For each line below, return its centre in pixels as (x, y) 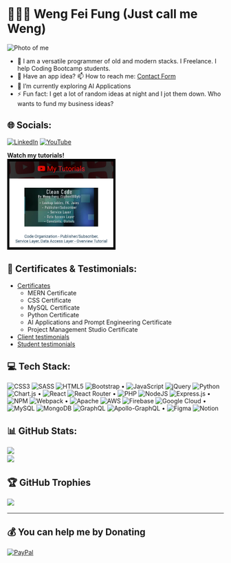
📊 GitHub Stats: (42, 431)
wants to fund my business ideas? (65, 103)
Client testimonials (43, 337)
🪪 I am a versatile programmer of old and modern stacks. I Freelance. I (117, 61)
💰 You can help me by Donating (76, 532)
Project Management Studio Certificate (82, 329)
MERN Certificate (52, 293)
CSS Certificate (49, 300)
